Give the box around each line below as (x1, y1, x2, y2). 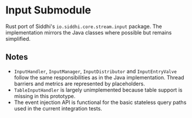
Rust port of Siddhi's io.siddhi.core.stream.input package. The (5, 23, 162, 30)
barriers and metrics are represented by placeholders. (14, 80, 145, 87)
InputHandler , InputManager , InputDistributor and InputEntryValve (14, 68, 177, 75)
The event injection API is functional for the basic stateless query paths (14, 99, 187, 106)
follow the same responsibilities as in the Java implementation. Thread (14, 74, 184, 81)
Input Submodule (5, 4, 92, 17)
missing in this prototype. (14, 92, 76, 99)
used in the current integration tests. (14, 105, 102, 112)
